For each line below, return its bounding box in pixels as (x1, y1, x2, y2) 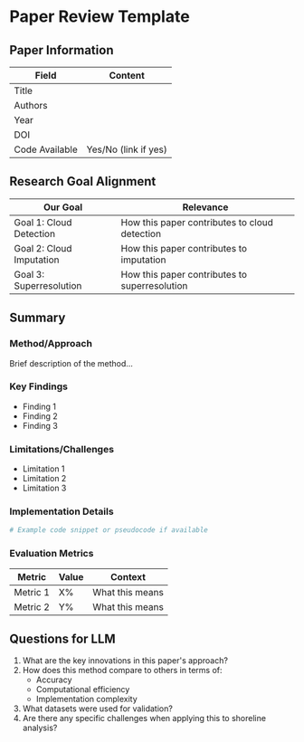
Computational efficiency (35, 684, 130, 695)
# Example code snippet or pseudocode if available (9, 526, 208, 535)
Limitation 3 (22, 482, 67, 494)
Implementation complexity (35, 694, 138, 705)
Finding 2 (22, 410, 59, 422)
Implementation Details (9, 505, 115, 518)
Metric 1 (14, 585, 50, 598)
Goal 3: (14, 268, 45, 281)
